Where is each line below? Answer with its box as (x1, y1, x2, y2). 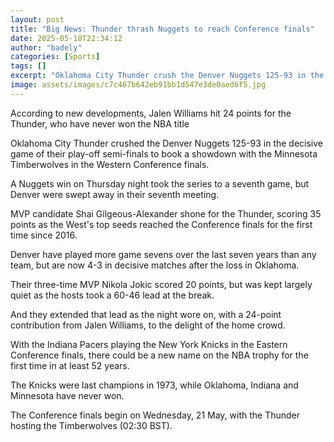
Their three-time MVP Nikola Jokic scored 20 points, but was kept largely (10, 278, 313, 290)
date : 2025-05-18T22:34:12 (10, 33, 123, 43)
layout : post (10, 14, 65, 25)
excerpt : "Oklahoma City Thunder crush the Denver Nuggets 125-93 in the (10, 71, 325, 81)
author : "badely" (10, 42, 83, 53)
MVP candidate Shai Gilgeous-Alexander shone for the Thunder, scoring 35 (10, 207, 322, 220)
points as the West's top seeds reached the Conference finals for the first (10, 218, 313, 230)
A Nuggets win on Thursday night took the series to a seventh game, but (10, 177, 310, 190)
